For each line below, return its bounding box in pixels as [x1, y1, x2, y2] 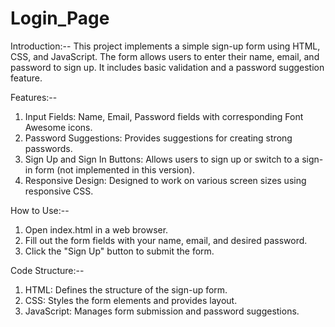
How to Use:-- [10, 204, 70, 216]
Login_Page [10, 7, 110, 30]
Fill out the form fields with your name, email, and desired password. [24, 234, 308, 246]
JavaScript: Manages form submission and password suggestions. [24, 305, 300, 317]
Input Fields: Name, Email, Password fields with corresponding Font [24, 110, 304, 122]
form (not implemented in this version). [34, 163, 195, 176]
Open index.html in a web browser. [24, 223, 169, 236]
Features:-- [10, 91, 58, 103]
